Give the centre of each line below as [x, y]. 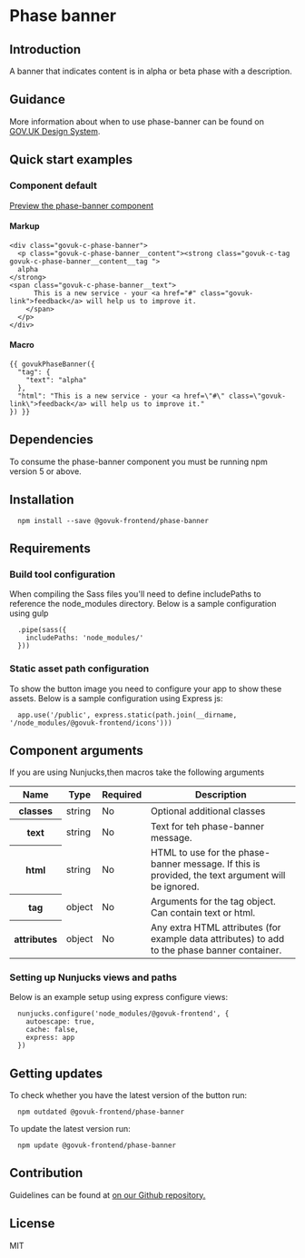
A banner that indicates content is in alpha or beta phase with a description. [151, 71]
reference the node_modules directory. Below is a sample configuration [143, 604]
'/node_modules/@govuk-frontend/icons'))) [91, 723]
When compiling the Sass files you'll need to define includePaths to [135, 594]
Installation [42, 500]
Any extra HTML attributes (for [216, 927]
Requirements [50, 548]
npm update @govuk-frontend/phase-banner [97, 1145]
